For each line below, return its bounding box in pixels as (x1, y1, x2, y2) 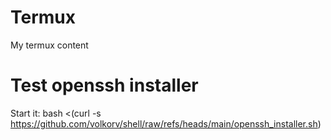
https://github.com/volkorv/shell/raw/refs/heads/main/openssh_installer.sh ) (10, 117, 322, 130)
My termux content (10, 39, 89, 51)
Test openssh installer (10, 74, 199, 97)
